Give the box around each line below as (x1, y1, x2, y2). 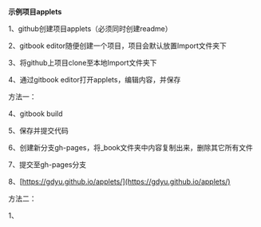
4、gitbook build (8, 109, 63, 118)
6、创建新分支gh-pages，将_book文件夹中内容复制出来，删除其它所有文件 (8, 143, 254, 152)
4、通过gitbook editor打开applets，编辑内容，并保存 (8, 75, 181, 84)
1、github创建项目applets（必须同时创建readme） (8, 24, 172, 34)
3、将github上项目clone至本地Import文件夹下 (8, 58, 157, 67)
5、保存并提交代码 (8, 126, 69, 135)
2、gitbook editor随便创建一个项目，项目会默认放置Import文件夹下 (8, 41, 227, 50)
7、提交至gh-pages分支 (8, 160, 86, 169)
